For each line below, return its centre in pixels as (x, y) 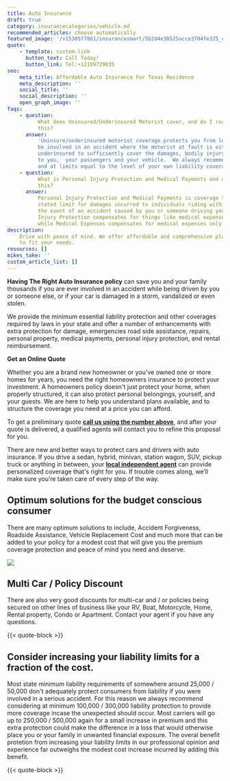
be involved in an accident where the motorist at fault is (125, 147)
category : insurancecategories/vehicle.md (68, 26)
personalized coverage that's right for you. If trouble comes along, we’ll (108, 471)
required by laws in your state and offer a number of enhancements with (109, 323)
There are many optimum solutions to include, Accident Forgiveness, (104, 528)
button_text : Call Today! (62, 58)
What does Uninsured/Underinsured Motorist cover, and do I (125, 122)
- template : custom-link (55, 52)
